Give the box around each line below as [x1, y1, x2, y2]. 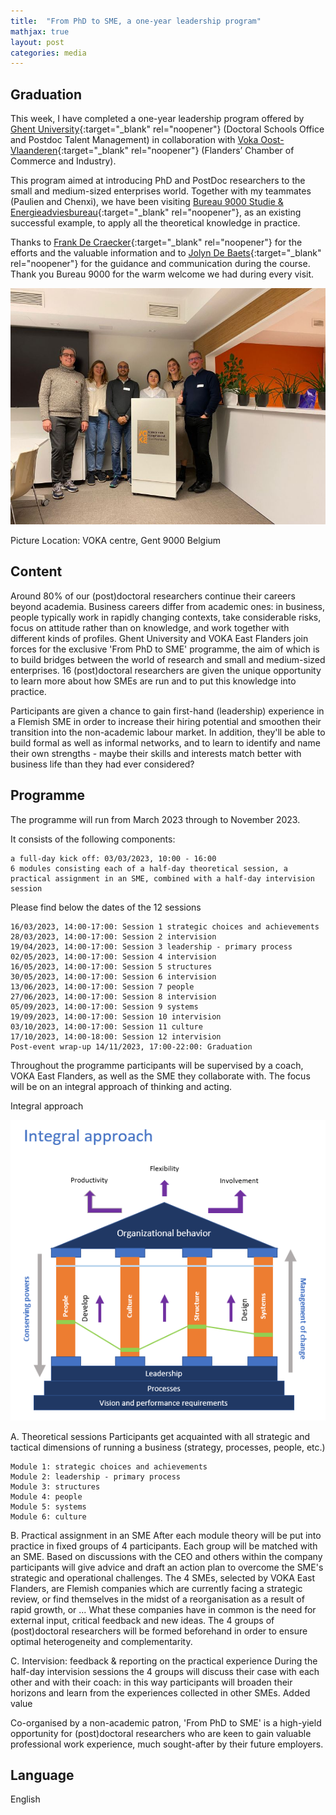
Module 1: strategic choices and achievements [10, 1461, 208, 1472]
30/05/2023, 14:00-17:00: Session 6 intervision [10, 971, 217, 982]
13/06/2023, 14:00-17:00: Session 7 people [10, 981, 195, 992]
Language [10, 1766, 75, 1784]
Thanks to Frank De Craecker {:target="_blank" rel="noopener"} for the [10, 236, 303, 249]
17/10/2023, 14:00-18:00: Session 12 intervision [10, 1031, 222, 1042]
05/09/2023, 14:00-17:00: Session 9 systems [10, 1001, 199, 1012]
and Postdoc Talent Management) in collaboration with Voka [10, 134, 259, 146]
